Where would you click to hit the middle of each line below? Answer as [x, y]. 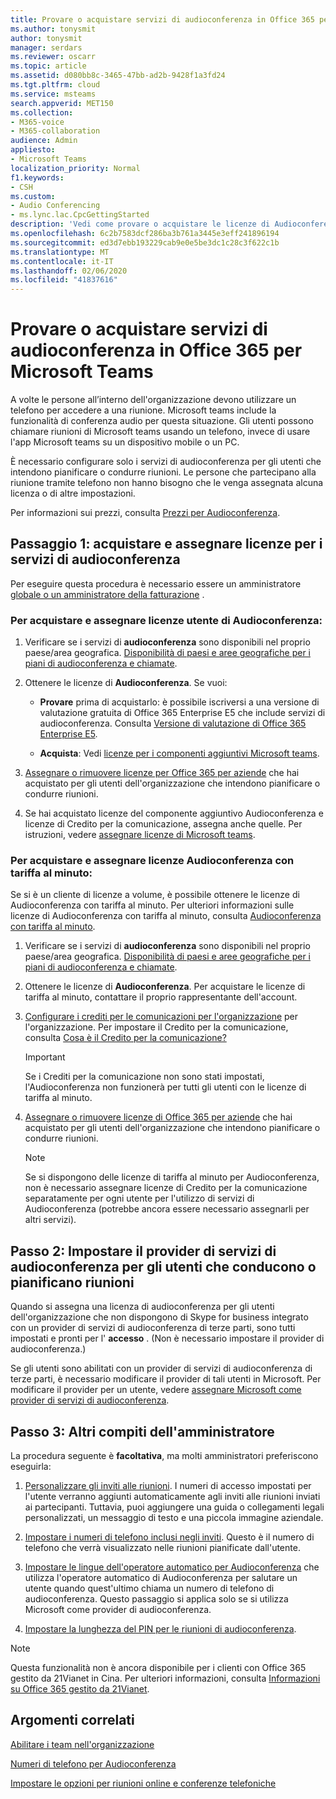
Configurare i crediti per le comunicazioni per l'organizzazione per [161, 1017]
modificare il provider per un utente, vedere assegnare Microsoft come [156, 1390]
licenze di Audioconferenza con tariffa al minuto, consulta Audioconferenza [166, 916]
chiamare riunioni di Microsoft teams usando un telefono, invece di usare [160, 432]
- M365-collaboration [55, 131]
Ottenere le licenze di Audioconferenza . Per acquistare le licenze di [165, 987]
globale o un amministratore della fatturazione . [107, 594]
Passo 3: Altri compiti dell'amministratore [142, 1431]
